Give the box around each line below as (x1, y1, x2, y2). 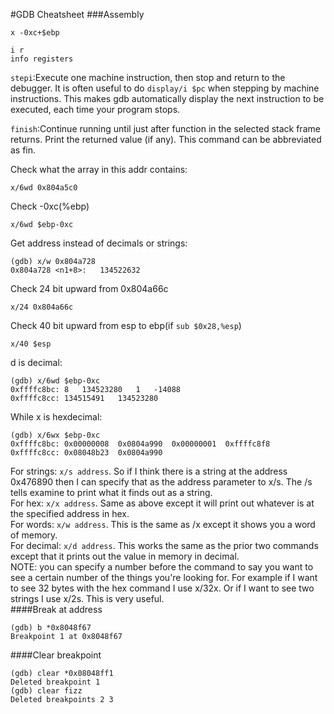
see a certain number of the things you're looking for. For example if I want (10, 572, 318, 583)
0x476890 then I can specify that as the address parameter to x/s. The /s (10, 476, 313, 488)
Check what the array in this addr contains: (10, 164, 188, 175)
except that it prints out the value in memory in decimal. (10, 550, 240, 562)
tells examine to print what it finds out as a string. (10, 487, 213, 498)
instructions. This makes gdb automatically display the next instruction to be (10, 93, 325, 104)
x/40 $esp (10, 339, 52, 349)
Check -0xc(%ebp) (10, 200, 90, 212)
